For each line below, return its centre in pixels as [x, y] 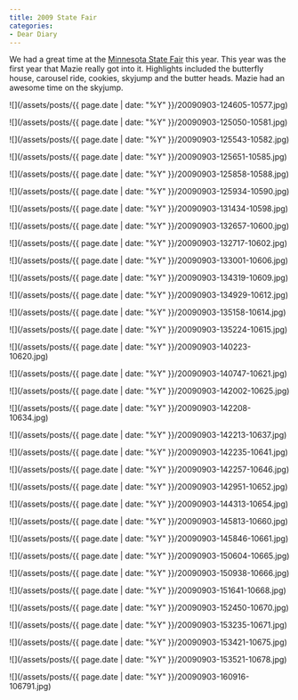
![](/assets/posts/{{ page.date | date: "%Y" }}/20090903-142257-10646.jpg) [149, 470]
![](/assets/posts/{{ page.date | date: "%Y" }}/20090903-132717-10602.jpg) [148, 243]
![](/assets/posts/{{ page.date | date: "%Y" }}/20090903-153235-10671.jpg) [148, 625]
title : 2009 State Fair [53, 17]
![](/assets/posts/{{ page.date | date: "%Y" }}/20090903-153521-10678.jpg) [148, 660]
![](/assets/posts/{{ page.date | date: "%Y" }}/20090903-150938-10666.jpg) [149, 573]
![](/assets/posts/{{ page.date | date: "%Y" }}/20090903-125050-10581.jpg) [149, 122]
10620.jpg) [29, 357]
